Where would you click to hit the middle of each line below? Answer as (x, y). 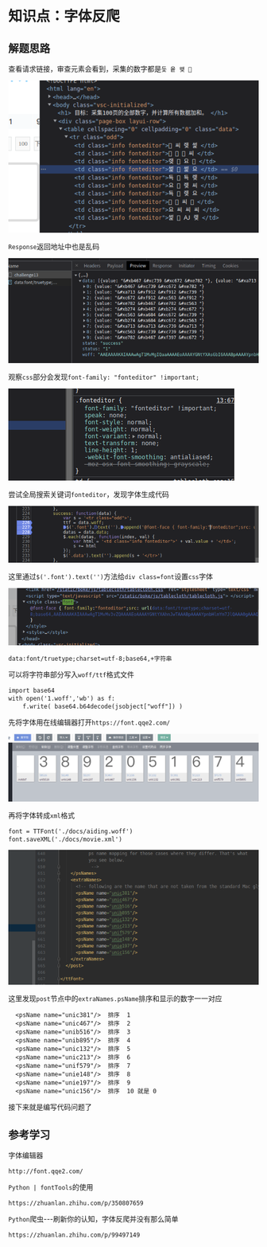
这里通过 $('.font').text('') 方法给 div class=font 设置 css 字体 (110, 576)
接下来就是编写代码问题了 (50, 1107)
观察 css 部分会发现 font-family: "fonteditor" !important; (104, 377)
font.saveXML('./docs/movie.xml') (66, 839)
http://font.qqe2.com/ (46, 1171)
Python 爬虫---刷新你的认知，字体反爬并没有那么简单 (93, 1219)
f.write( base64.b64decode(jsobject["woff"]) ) (103, 706)
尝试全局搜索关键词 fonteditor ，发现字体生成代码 (89, 494)
